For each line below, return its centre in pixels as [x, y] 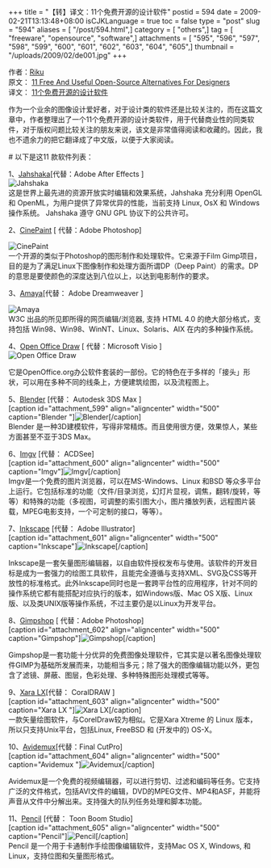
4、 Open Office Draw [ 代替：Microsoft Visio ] [85, 346]
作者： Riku [26, 72]
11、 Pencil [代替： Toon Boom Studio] [71, 818]
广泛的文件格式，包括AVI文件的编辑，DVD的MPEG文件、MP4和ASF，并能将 [134, 791]
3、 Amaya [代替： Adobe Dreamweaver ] [76, 293]
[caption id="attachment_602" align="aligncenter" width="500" [114, 630]
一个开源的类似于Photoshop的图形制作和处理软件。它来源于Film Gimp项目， [135, 256]
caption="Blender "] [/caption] [75, 417]
